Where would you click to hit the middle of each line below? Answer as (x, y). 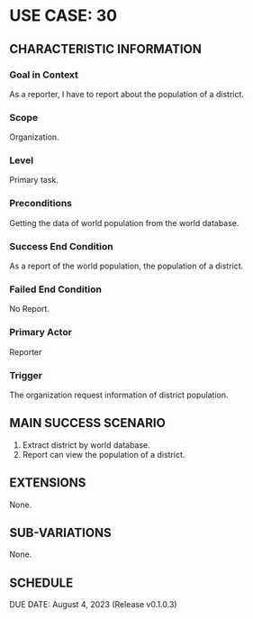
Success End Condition (62, 246)
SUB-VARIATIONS (60, 533)
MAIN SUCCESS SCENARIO (88, 423)
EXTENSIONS (48, 483)
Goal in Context (44, 75)
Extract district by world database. (86, 445)
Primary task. (34, 180)
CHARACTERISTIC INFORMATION (106, 49)
